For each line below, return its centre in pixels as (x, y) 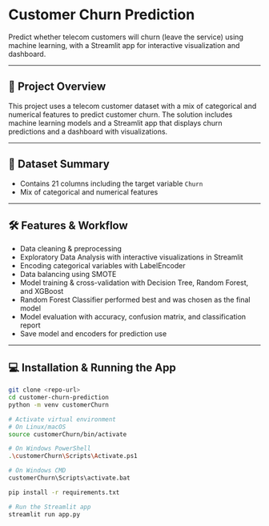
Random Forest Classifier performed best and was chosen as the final (135, 300)
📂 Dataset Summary (59, 165)
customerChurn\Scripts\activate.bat (69, 478)
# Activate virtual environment (62, 419)
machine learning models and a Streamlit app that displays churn (115, 122)
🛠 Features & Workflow (68, 225)
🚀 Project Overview (57, 87)
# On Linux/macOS (37, 427)
